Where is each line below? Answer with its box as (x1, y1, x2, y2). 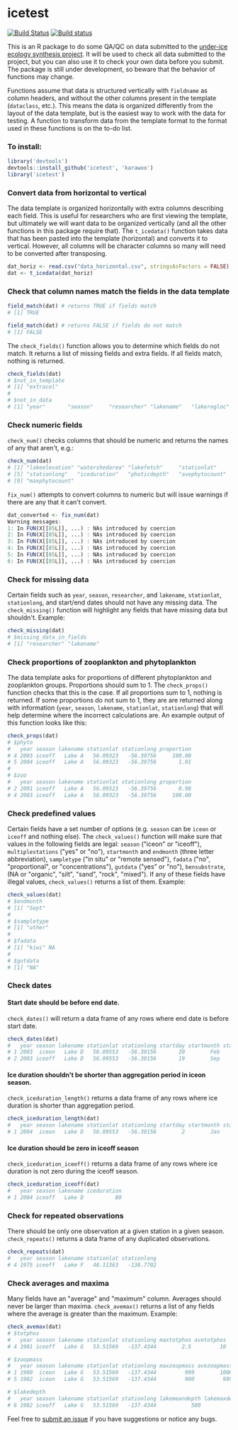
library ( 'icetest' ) (7, 170, 65, 178)
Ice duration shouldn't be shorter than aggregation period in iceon (7, 1071, 206, 1079)
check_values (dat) (7, 892, 62, 899)
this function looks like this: (7, 718, 87, 727)
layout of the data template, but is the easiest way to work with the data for (7, 109, 226, 117)
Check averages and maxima (7, 1278, 110, 1288)
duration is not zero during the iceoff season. (7, 1167, 140, 1176)
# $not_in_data (7, 396, 52, 404)
